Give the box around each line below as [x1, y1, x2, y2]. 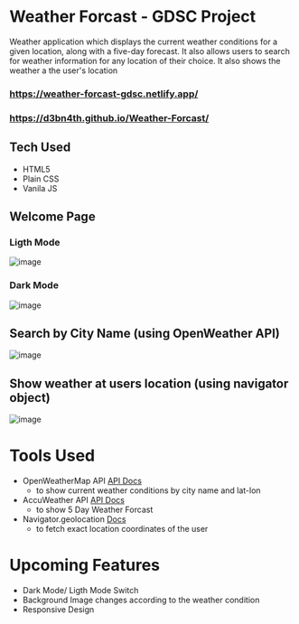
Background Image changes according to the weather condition [22, 594, 260, 606]
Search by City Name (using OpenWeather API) [9, 325, 280, 340]
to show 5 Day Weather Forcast [35, 504, 154, 516]
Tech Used [9, 140, 71, 155]
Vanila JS [22, 182, 58, 193]
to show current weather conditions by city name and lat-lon [35, 485, 261, 496]
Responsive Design [22, 604, 95, 615]
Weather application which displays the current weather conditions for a [9, 36, 278, 47]
